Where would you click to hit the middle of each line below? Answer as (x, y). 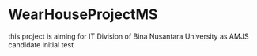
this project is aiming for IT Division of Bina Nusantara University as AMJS (128, 36)
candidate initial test (41, 44)
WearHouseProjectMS (83, 15)
